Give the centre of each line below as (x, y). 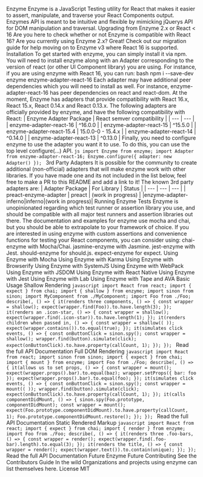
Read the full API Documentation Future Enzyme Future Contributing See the (101, 456)
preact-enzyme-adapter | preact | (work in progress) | (74, 195)
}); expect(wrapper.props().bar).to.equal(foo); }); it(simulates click (100, 379)
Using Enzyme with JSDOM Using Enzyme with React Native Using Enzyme (101, 272)
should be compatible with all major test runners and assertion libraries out (100, 214)
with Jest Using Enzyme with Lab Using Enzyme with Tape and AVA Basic (98, 279)
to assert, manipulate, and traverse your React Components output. (90, 15)
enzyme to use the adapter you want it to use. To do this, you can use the (98, 144)
